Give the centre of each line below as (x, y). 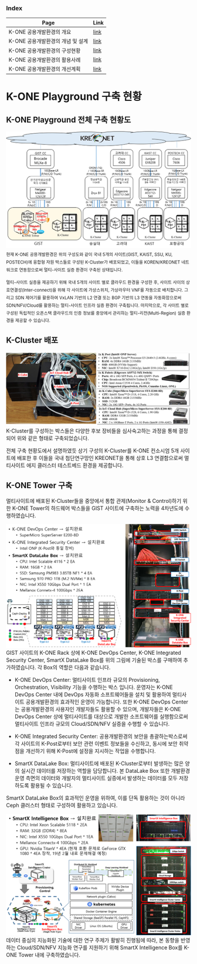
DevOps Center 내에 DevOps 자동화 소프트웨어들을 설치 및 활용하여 (93, 694)
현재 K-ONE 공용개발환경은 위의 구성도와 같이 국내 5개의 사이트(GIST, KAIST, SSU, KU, (89, 254)
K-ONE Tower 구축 (39, 486)
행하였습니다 (21, 515)
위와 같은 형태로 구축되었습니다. (53, 438)
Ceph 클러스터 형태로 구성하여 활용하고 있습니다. (62, 805)
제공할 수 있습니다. (33, 321)
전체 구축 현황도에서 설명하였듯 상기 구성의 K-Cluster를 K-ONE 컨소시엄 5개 (93, 451)
